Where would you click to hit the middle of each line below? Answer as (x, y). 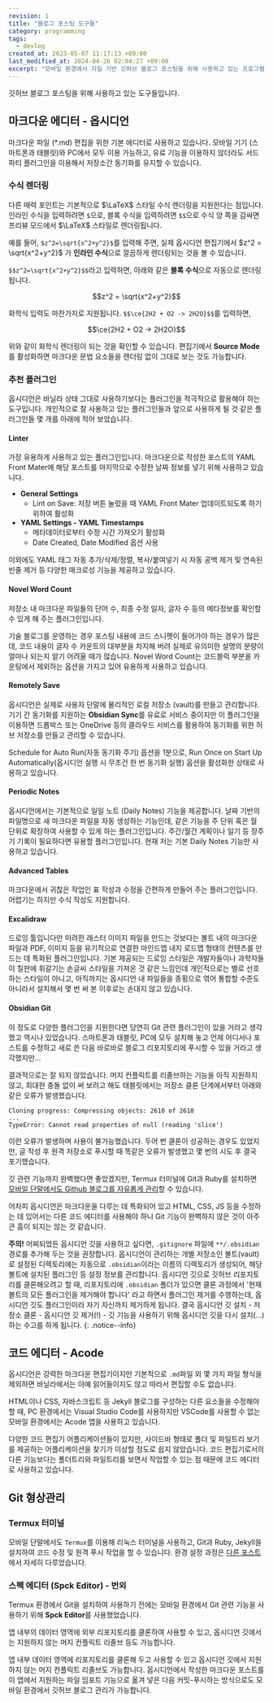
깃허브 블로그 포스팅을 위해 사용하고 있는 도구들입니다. (94, 93)
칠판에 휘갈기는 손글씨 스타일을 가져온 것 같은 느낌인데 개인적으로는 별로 (131, 969)
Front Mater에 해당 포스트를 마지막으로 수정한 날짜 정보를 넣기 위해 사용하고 (129, 468)
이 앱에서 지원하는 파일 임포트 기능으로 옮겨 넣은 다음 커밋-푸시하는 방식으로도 (131, 1680)
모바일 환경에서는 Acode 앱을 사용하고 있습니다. (84, 1422)
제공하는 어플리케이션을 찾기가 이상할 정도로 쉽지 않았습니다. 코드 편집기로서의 (141, 1449)
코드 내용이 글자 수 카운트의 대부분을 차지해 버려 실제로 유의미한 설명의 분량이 (141, 646)
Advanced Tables (39, 870)
